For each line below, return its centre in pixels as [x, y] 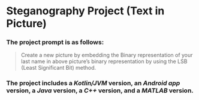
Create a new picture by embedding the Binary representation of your [107, 55]
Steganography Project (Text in [85, 11]
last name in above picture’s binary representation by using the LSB [104, 61]
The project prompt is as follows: [55, 42]
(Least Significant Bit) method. [58, 68]
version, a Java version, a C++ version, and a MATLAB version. [100, 90]
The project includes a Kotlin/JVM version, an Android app [93, 83]
